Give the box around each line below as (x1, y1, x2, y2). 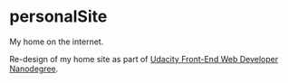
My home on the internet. (9, 36, 104, 47)
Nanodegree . (9, 63, 59, 74)
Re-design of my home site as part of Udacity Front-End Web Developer (9, 53, 279, 64)
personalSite (9, 6, 108, 27)
